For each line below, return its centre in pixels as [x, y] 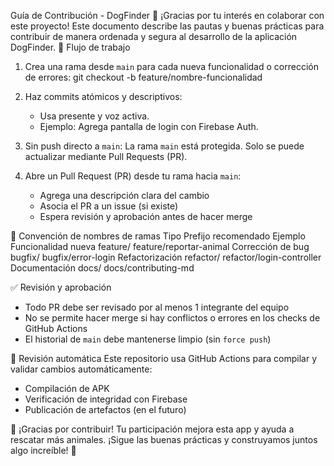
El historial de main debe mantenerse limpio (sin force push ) [148, 339]
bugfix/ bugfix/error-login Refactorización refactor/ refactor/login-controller [166, 257]
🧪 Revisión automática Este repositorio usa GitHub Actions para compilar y [164, 358]
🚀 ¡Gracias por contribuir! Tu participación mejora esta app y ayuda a [152, 429]
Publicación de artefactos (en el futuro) [105, 409]
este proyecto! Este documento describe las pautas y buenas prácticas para [167, 26]
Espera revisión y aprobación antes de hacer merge [146, 216]
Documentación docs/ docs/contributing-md [102, 268]
